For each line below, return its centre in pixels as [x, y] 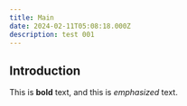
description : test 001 [52, 34]
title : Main [32, 18]
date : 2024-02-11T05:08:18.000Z [70, 26]
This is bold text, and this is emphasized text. [93, 93]
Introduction [45, 71]
